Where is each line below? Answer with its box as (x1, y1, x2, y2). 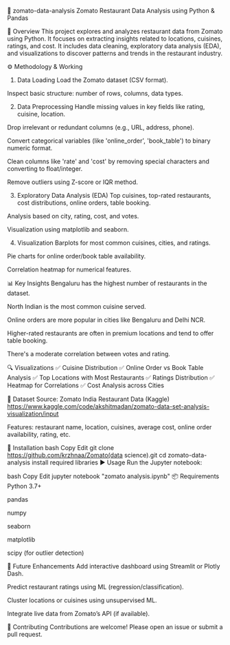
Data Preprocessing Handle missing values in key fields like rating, (16, 103, 205, 110)
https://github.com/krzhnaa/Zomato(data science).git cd (7, 451, 167, 459)
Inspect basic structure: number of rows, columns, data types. (7, 90, 183, 97)
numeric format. (7, 144, 53, 152)
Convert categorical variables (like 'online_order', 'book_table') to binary (7, 136, 211, 145)
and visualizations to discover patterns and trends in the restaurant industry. (7, 49, 223, 57)
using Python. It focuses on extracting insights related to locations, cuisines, (7, 34, 223, 43)
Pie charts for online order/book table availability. (7, 252, 146, 260)
